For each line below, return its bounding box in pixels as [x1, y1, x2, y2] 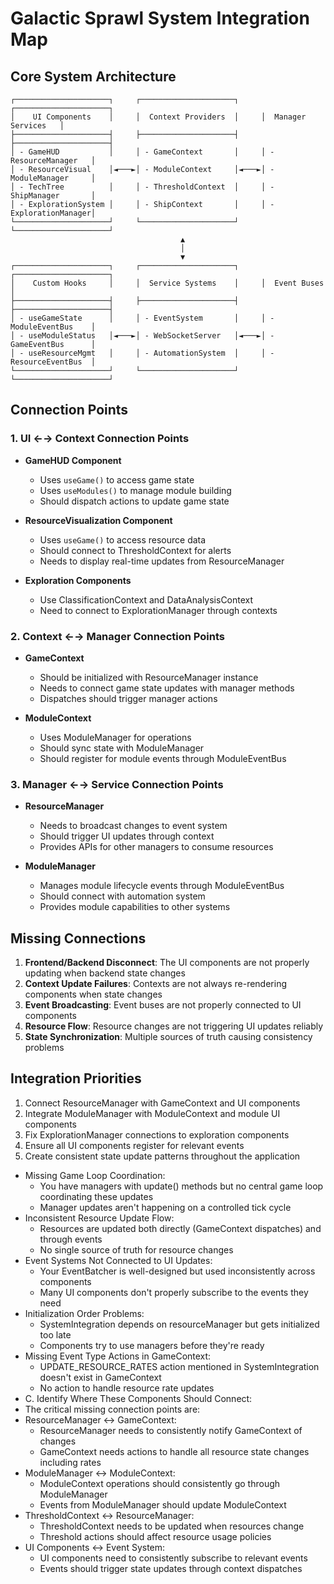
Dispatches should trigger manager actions [39, 692, 218, 704]
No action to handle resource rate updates [39, 1382, 215, 1394]
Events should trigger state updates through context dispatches [39, 1562, 303, 1574]
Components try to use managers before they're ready [39, 1339, 265, 1351]
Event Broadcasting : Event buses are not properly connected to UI [24, 999, 302, 1011]
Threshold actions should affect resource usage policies [39, 1530, 272, 1542]
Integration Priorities [10, 1070, 142, 1087]
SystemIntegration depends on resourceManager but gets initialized [39, 1318, 320, 1330]
